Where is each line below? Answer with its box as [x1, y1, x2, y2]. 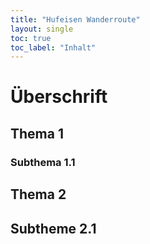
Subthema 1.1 [10, 155, 76, 169]
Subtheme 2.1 [10, 220, 97, 237]
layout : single [10, 24, 74, 34]
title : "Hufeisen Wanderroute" [10, 14, 141, 25]
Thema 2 [10, 186, 67, 203]
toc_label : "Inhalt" [10, 42, 97, 53]
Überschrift [10, 86, 108, 108]
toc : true [10, 33, 52, 43]
